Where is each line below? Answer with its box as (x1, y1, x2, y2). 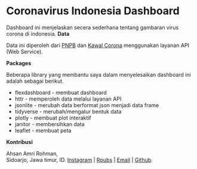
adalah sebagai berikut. (6, 77, 64, 84)
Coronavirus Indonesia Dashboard (6, 4, 180, 18)
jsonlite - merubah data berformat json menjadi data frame (14, 101, 159, 108)
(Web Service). (6, 48, 43, 55)
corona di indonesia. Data (6, 30, 70, 37)
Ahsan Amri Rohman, (6, 150, 58, 157)
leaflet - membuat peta (14, 127, 72, 134)
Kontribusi (6, 138, 33, 145)
